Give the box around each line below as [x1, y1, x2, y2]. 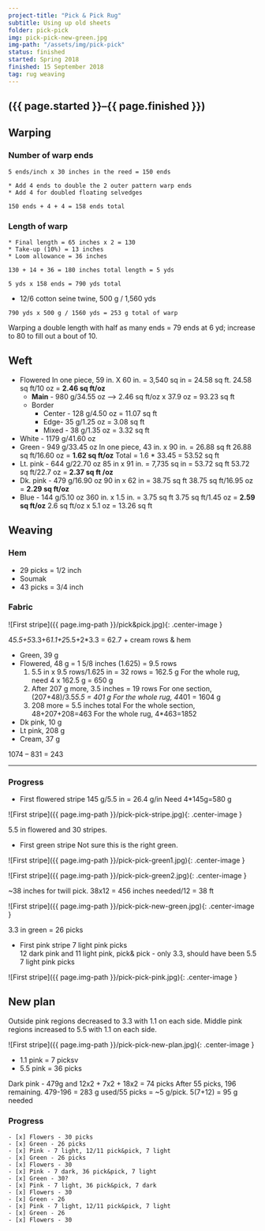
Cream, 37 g [19, 734, 61, 743]
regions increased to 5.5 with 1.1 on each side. [8, 1024, 158, 1034]
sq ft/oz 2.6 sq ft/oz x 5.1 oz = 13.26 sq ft [19, 500, 152, 510]
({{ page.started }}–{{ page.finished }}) [8, 99, 206, 113]
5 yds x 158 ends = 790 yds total [8, 280, 122, 288]
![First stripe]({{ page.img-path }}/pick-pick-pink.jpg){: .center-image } [8, 972, 238, 982]
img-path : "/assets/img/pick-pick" [8, 41, 125, 49]
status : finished [8, 48, 65, 56]
